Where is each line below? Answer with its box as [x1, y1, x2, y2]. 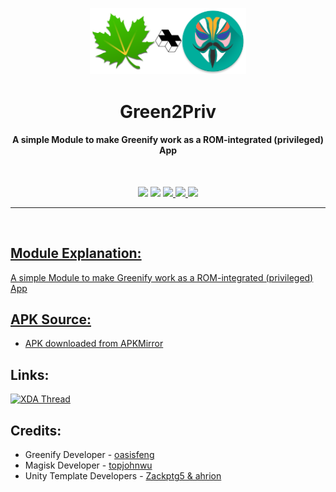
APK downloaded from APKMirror [24, 338, 164, 350]
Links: [10, 366, 50, 383]
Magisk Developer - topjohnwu [24, 459, 153, 472]
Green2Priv [119, 100, 217, 123]
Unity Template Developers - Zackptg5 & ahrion [24, 470, 222, 482]
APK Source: [10, 311, 92, 328]
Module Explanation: [10, 245, 142, 262]
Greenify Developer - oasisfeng [24, 449, 155, 461]
